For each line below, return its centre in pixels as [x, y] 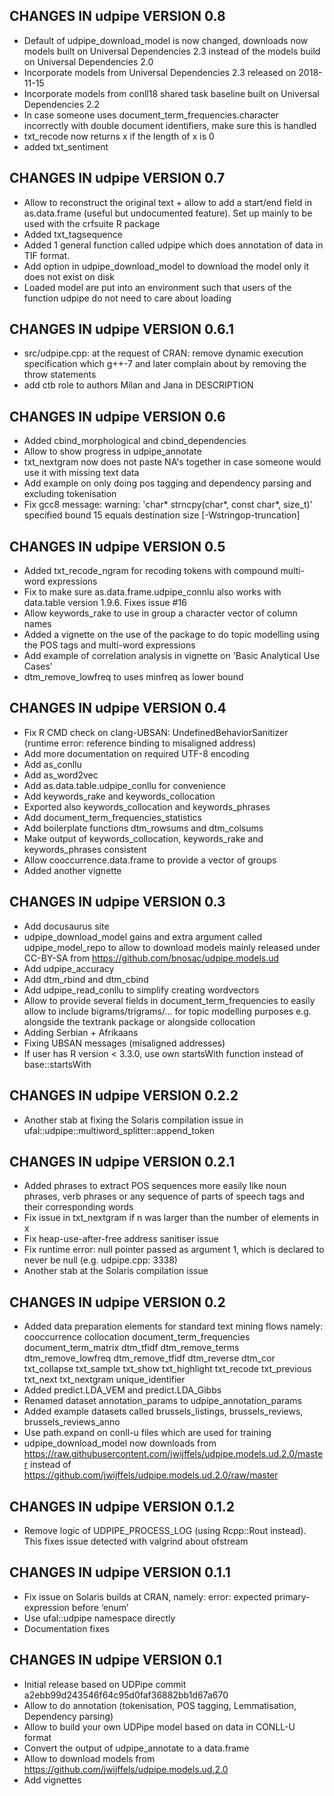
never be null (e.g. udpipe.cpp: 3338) [100, 1260]
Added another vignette [72, 870]
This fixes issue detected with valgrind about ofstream [136, 1541]
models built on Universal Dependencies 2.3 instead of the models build [172, 51]
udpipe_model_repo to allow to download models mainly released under [172, 947]
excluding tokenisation [70, 494]
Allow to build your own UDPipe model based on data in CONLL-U [159, 1726]
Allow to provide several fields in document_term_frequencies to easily [169, 1000]
